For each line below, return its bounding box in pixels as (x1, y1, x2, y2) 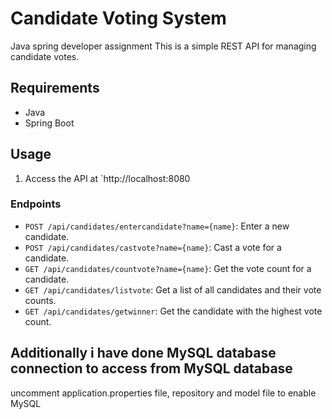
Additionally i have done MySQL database (10, 345, 277, 362)
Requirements (10, 80, 100, 97)
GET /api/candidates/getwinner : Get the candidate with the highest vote (24, 305, 323, 317)
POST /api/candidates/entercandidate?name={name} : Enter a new (24, 220, 290, 232)
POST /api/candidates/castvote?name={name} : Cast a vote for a (24, 241, 282, 253)
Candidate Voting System (10, 7, 227, 30)
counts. (24, 294, 57, 306)
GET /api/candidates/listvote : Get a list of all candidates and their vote (24, 283, 322, 296)
